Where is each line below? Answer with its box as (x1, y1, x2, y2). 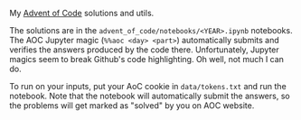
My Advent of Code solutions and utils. (9, 8, 155, 18)
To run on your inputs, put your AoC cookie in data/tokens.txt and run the (9, 81, 287, 91)
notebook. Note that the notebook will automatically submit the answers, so (9, 90, 291, 101)
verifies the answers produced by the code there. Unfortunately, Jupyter (9, 44, 280, 55)
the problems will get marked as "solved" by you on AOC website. (9, 100, 255, 111)
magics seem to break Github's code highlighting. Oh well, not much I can (9, 54, 285, 64)
